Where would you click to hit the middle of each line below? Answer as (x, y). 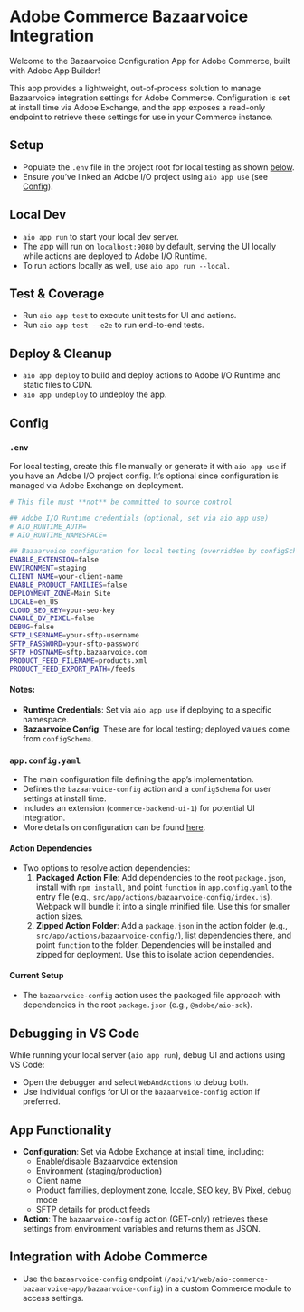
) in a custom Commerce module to (226, 1288)
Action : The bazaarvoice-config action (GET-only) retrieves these (145, 1219)
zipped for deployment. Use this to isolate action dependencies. (155, 955)
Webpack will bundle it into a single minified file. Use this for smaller (163, 907)
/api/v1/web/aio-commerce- (218, 1279)
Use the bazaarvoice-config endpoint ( (95, 1279)
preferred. (41, 1101)
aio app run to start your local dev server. (100, 236)
